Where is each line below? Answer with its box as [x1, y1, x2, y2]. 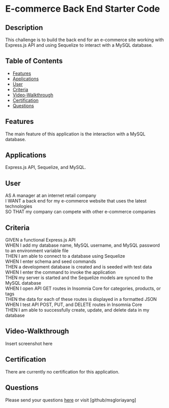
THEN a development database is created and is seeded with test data [5, 264, 152, 270]
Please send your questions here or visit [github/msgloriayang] [5, 397, 137, 403]
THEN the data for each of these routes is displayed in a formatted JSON [5, 296, 157, 302]
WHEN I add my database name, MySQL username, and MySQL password [5, 242, 160, 249]
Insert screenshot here [5, 341, 53, 347]
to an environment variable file [5, 248, 69, 254]
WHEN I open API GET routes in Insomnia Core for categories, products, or [5, 285, 161, 292]
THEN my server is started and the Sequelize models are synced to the [5, 275, 153, 281]
